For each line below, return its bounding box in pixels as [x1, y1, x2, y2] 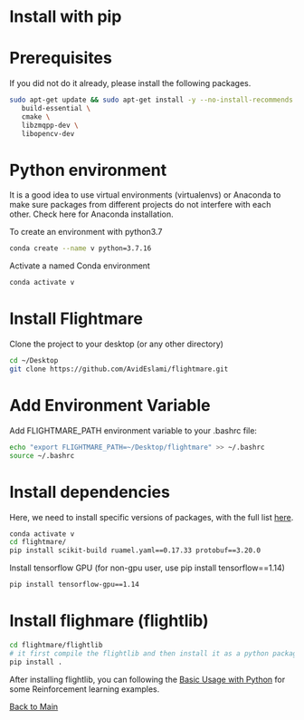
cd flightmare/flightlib [9, 640, 103, 649]
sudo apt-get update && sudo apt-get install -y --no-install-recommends [9, 95, 294, 105]
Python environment [9, 160, 167, 180]
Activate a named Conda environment [9, 260, 151, 271]
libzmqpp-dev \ [21, 121, 79, 130]
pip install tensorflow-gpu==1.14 [9, 580, 140, 589]
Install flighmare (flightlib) [9, 610, 210, 631]
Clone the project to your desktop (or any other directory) [9, 338, 224, 350]
